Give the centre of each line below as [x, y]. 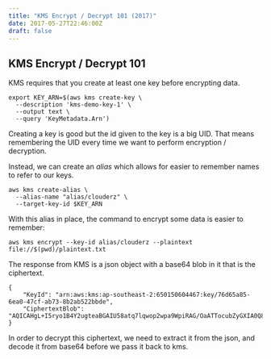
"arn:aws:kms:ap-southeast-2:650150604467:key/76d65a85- [153, 295]
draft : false [30, 31]
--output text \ [43, 112]
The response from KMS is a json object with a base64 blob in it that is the [132, 265]
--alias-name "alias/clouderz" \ [72, 197]
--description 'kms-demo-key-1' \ [73, 105]
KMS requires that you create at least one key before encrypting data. [124, 83]
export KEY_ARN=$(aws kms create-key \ [75, 98]
